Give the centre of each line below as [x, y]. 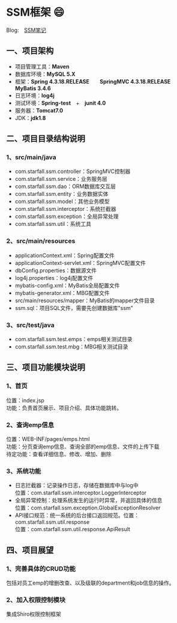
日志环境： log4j [35, 95]
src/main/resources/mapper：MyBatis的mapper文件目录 [85, 300]
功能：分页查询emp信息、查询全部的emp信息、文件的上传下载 [83, 447]
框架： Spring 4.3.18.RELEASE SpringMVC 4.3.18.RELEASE [93, 81]
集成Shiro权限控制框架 [34, 614]
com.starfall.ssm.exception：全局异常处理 [67, 216]
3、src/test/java [31, 325]
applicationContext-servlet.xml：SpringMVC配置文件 [80, 263]
